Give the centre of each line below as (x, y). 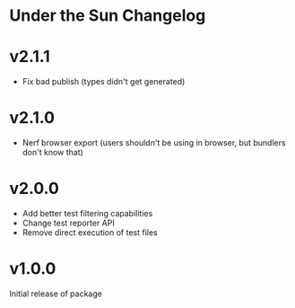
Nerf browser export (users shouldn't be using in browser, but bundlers (154, 143)
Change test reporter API (68, 223)
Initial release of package (56, 294)
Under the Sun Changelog (108, 16)
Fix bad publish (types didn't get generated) (104, 82)
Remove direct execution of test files (90, 233)
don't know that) (52, 153)
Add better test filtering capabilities (87, 213)
